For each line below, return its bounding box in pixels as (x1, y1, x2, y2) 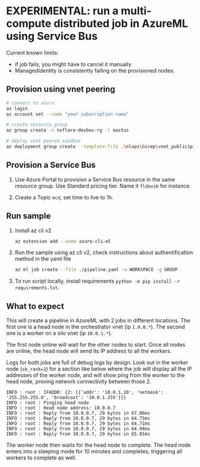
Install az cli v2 (14, 227, 52, 234)
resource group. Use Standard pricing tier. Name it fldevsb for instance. (14, 182, 191, 189)
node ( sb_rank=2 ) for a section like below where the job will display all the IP (6, 365, 192, 372)
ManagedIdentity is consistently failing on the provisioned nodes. (14, 67, 175, 74)
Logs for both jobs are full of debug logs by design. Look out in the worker (6, 359, 189, 366)
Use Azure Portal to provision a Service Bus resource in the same (14, 175, 176, 183)
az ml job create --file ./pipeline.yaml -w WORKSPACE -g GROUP (14, 267, 178, 273)
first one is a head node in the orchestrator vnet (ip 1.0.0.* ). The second (6, 323, 186, 331)
